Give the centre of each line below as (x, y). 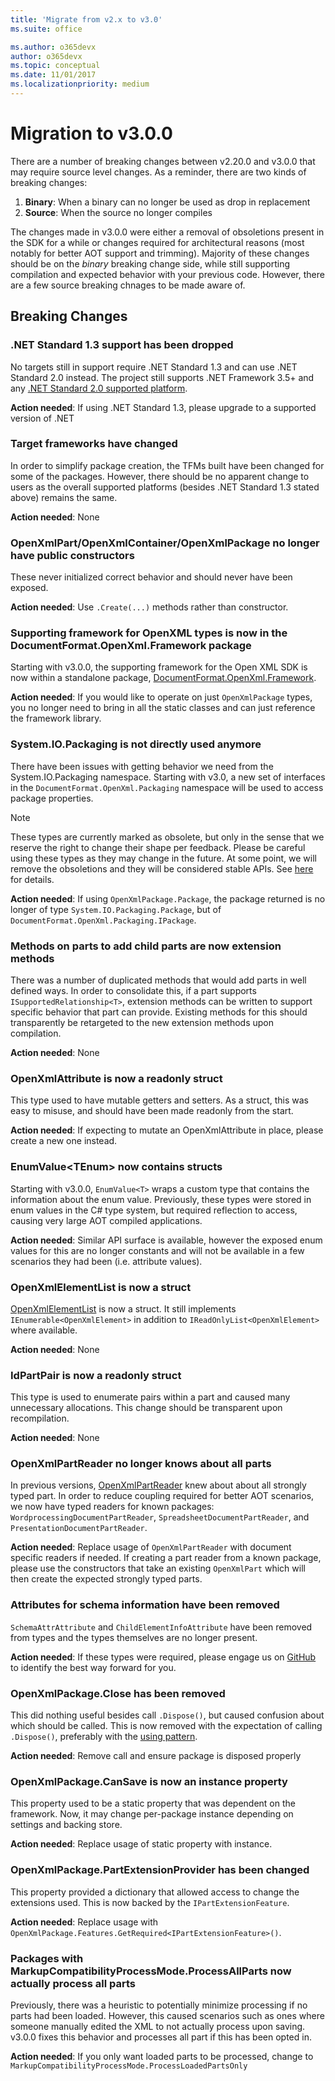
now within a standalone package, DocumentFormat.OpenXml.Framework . (163, 678)
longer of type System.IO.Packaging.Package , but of (116, 909)
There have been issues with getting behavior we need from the (142, 766)
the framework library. (56, 718)
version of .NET (42, 418)
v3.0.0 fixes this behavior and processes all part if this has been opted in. (161, 2037)
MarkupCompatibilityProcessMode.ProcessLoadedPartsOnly (129, 2066)
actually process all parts (73, 1983)
